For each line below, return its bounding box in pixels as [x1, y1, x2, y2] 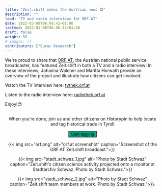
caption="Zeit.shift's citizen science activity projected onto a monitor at [10, 161, 155, 167]
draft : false [5, 30, 32, 35]
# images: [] [5, 39, 32, 44]
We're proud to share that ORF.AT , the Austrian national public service [5, 57, 147, 63]
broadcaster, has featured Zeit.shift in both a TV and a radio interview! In [5, 62, 152, 68]
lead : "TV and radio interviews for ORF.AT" [5, 16, 98, 21]
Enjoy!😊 [5, 101, 22, 107]
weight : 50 [5, 35, 27, 40]
